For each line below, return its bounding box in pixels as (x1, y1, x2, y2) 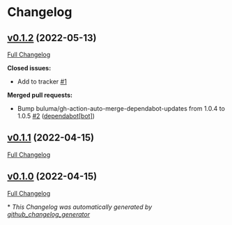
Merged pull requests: (7, 91, 73, 99)
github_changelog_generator (7, 210, 91, 218)
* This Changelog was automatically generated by (7, 203, 153, 211)
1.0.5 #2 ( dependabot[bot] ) (17, 112, 95, 120)
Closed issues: (7, 64, 52, 72)
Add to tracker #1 (17, 77, 68, 86)
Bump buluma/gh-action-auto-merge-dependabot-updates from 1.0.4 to (17, 104, 225, 112)
